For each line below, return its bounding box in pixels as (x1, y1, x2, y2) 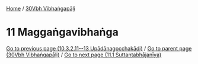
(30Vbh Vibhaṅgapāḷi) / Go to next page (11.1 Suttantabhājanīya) (6, 51, 162, 58)
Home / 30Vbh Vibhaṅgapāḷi (6, 5, 75, 12)
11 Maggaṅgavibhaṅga (6, 26, 119, 39)
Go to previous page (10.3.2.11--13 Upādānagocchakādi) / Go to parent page (6, 45, 192, 52)
